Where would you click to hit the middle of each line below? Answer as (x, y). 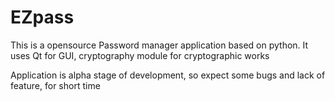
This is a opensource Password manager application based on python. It (159, 45)
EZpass (42, 17)
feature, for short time (55, 85)
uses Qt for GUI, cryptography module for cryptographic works (140, 55)
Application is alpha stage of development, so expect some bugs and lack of (168, 75)
